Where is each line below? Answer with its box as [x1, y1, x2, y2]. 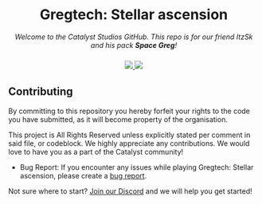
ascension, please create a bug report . [19, 171, 147, 180]
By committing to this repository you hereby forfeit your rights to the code [8, 106, 251, 116]
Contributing [8, 85, 73, 99]
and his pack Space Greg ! [90, 40, 178, 49]
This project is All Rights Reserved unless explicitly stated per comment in [8, 130, 251, 139]
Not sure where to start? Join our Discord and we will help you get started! [8, 186, 252, 196]
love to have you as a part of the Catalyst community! [8, 147, 184, 156]
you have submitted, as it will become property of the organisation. [8, 114, 229, 124]
